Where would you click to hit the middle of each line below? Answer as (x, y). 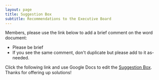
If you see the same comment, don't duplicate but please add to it (79, 53)
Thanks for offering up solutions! (38, 73)
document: (16, 38)
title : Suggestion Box (28, 14)
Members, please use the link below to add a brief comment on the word (79, 33)
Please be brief (28, 48)
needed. (21, 58)
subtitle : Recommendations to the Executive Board (58, 19)
